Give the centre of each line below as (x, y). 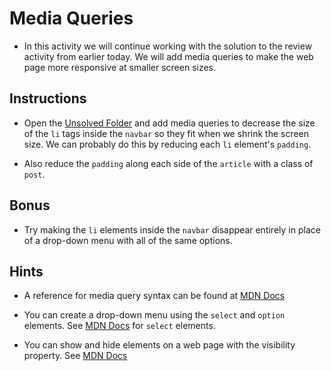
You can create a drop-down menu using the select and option (154, 315)
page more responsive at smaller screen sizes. (120, 67)
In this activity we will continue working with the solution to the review (168, 46)
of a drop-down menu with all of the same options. (128, 240)
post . (34, 174)
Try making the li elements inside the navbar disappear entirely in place (172, 229)
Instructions (48, 98)
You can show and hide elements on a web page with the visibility (159, 345)
